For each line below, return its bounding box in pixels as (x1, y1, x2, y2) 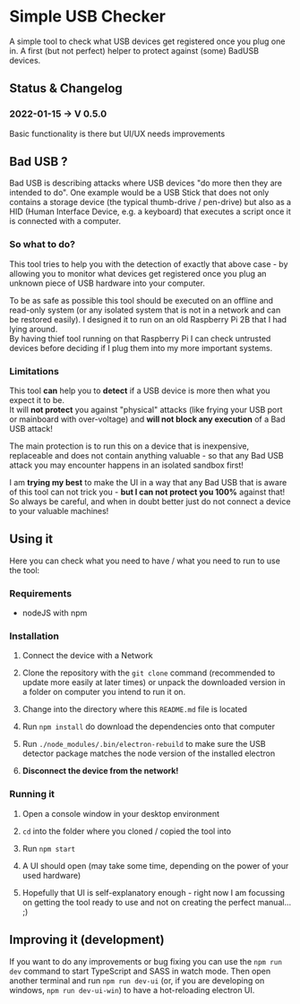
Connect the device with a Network (21, 650, 154, 661)
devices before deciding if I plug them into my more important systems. (9, 342, 273, 353)
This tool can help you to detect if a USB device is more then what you (9, 385, 270, 396)
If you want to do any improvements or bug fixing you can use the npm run (9, 956, 282, 966)
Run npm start (21, 843, 76, 854)
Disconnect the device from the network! (21, 766, 179, 777)
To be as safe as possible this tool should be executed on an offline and (9, 295, 274, 305)
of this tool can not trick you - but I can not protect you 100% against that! (9, 486, 285, 498)
